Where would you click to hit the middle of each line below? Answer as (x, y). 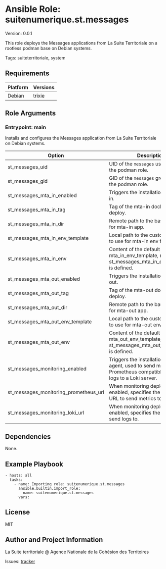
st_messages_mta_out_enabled (44, 279)
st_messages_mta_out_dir (38, 308)
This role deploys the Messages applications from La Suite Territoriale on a (81, 43)
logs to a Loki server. (133, 378)
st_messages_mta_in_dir (36, 224)
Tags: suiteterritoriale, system (35, 57)
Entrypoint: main (26, 127)
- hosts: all (19, 476)
